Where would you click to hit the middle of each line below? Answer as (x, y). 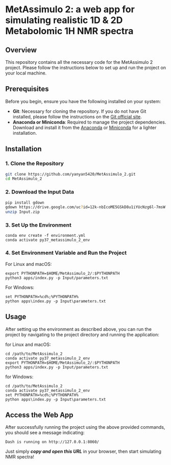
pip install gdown (25, 203)
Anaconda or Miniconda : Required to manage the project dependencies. (89, 122)
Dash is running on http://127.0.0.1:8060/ (52, 442)
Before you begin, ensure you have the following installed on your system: (83, 101)
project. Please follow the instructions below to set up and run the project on (86, 68)
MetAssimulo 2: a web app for (70, 9)
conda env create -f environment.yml (45, 236)
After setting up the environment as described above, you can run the (79, 329)
